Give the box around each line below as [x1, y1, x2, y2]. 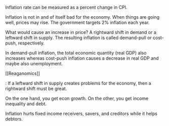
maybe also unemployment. [5, 61, 63, 66]
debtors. [5, 116, 23, 122]
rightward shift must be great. [5, 86, 67, 92]
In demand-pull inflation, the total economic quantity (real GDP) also [5, 50, 147, 56]
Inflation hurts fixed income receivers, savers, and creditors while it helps [5, 111, 157, 116]
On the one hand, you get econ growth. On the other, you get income [5, 96, 149, 101]
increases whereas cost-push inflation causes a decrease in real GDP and [5, 55, 159, 61]
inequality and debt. [5, 101, 47, 107]
